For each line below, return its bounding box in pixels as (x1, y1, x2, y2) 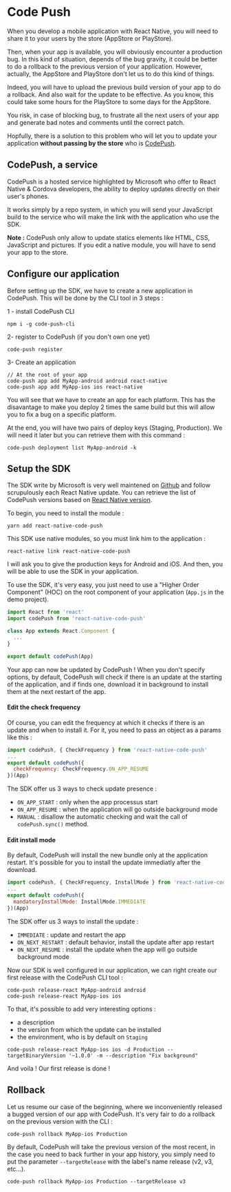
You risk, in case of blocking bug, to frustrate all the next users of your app (7, 111, 219, 119)
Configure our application (7, 268, 120, 280)
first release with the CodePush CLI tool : (7, 973, 124, 982)
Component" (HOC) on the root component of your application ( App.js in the (7, 588, 224, 597)
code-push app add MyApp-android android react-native (7, 377, 168, 384)
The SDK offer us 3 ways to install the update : (7, 917, 139, 925)
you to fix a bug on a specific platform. (7, 410, 117, 418)
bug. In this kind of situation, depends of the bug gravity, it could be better (7, 54, 218, 63)
